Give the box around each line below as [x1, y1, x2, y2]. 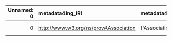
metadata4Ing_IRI [38, 10, 82, 17]
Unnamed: [8, 7, 34, 13]
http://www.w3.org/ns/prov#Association [38, 25, 136, 31]
